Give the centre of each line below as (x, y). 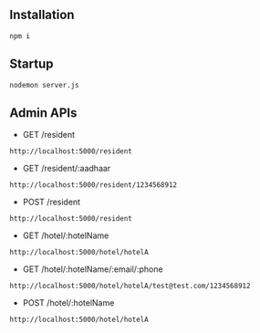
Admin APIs (43, 113)
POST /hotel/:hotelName (68, 303)
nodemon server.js (44, 85)
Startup (31, 64)
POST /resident (51, 202)
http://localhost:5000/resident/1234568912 (94, 185)
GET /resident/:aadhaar (67, 169)
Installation (42, 15)
